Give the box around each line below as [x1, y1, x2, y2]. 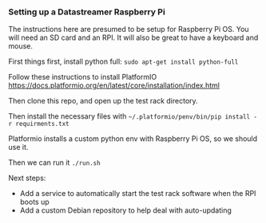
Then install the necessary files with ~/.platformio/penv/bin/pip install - [8, 111, 258, 121]
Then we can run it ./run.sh [8, 158, 101, 167]
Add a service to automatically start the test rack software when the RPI [19, 189, 256, 198]
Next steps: [8, 174, 46, 183]
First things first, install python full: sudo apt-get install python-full [8, 57, 239, 66]
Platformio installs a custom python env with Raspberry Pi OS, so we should [8, 134, 258, 143]
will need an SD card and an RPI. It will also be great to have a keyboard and [8, 33, 259, 42]
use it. [8, 143, 29, 152]
